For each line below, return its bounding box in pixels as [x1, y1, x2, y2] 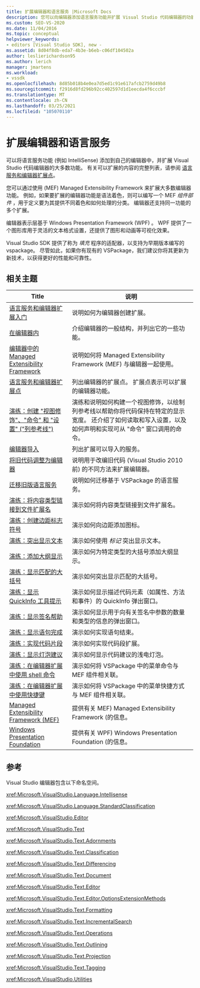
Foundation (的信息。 [72, 738, 131, 746]
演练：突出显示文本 [9, 537, 64, 545]
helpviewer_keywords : [6, 36, 60, 42]
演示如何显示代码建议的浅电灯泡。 [72, 651, 167, 659]
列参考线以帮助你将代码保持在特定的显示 [72, 407, 185, 415]
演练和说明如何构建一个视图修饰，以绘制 [72, 398, 185, 406]
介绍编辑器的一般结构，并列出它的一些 [72, 324, 179, 333]
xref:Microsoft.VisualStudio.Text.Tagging [6, 964, 106, 971]
